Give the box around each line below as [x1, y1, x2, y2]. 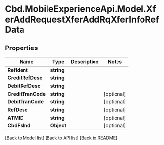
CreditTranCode [7, 91, 46, 97]
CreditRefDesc [7, 74, 43, 81]
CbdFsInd [7, 122, 31, 129]
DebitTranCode [7, 98, 44, 105]
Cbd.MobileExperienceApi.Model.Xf [5, 3, 156, 15]
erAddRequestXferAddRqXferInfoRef [5, 14, 160, 25]
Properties [5, 44, 38, 52]
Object [50, 122, 67, 129]
